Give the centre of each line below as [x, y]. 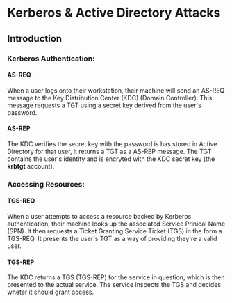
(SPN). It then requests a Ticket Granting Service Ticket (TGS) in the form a [115, 231]
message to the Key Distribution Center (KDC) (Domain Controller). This [110, 98]
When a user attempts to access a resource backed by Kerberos [99, 217]
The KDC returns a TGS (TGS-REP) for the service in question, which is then [116, 277]
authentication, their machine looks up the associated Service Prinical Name [116, 224]
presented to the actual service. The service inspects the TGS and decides [114, 285]
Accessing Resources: [46, 184]
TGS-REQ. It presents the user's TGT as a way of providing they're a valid [112, 239]
